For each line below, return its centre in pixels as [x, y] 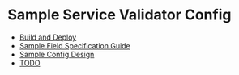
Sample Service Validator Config [119, 15]
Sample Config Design [57, 54]
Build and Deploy [48, 37]
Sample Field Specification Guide [75, 45]
